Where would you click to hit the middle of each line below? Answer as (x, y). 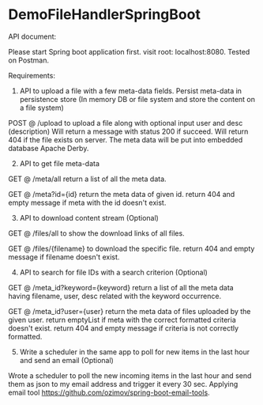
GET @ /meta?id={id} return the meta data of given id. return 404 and (122, 194)
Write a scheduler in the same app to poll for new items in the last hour (135, 352)
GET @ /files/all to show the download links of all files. (96, 233)
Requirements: (32, 75)
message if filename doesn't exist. (64, 257)
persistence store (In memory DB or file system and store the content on (137, 99)
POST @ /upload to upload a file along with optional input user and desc (126, 123)
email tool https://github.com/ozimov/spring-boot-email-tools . (109, 392)
